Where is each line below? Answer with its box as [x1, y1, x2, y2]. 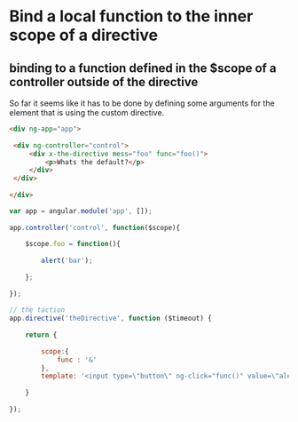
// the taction [9, 306, 66, 315]
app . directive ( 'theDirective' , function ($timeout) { [9, 314, 213, 323]
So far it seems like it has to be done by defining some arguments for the [9, 98, 275, 108]
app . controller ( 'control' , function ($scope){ [9, 223, 180, 232]
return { [25, 330, 58, 339]
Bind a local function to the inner [9, 6, 254, 27]
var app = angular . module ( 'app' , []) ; [9, 206, 153, 215]
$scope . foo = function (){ [25, 240, 122, 249]
